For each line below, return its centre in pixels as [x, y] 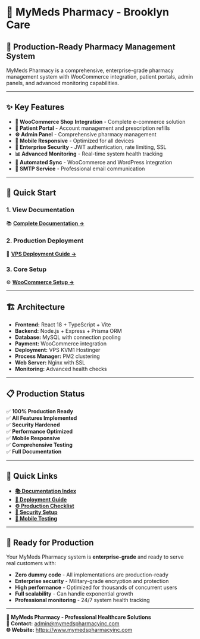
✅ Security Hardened [33, 425]
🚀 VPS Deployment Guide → [41, 254]
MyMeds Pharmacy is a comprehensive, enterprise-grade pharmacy [90, 70]
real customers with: [31, 563]
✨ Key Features [35, 107]
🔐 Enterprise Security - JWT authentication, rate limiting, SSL [90, 147]
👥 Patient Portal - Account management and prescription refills [92, 128]
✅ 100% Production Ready [40, 411]
